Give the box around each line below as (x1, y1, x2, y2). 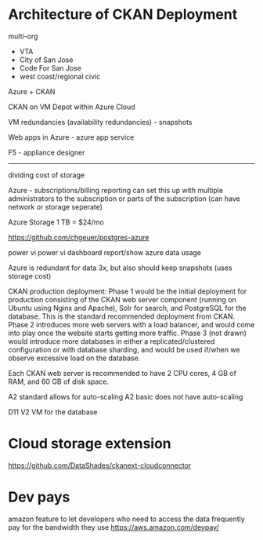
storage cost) (8, 271, 52, 280)
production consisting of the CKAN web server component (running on (8, 294, 237, 304)
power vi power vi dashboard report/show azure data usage (8, 247, 202, 257)
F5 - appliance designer (8, 148, 85, 157)
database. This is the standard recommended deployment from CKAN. (8, 312, 236, 321)
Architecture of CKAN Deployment (8, 5, 238, 24)
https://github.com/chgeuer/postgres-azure (8, 232, 150, 242)
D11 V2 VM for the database (8, 407, 98, 417)
